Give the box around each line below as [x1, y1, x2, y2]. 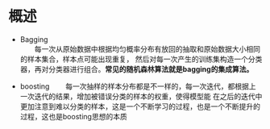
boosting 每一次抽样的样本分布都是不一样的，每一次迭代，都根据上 [19, 81, 256, 91]
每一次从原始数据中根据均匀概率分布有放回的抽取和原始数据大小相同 [34, 44, 260, 53]
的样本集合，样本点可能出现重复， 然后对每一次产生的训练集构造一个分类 [19, 54, 263, 64]
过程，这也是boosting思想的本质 [19, 111, 127, 121]
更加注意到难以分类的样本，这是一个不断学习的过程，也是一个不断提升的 [19, 102, 260, 111]
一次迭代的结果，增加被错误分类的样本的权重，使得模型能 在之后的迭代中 [19, 91, 263, 101]
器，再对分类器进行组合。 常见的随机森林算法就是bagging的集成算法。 [19, 64, 254, 73]
